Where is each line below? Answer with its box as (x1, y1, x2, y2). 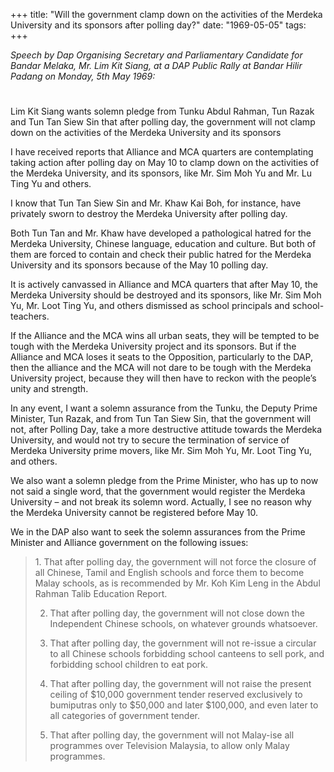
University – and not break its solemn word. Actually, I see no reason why (10, 496, 312, 508)
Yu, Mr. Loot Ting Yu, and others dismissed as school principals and (10, 300, 290, 312)
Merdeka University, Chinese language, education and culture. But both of (10, 238, 317, 250)
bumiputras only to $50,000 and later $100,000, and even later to (49, 699, 319, 711)
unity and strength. (10, 383, 89, 395)
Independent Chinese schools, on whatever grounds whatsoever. (49, 618, 318, 630)
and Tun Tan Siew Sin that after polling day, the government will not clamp (10, 116, 316, 128)
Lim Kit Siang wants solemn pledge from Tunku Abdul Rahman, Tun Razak (10, 105, 315, 118)
